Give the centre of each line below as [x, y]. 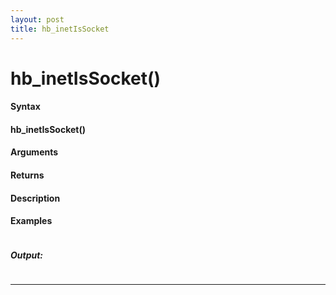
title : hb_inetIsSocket [60, 29]
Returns [27, 175]
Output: [27, 255]
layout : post [37, 19]
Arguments [34, 152]
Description [35, 198]
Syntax [25, 107]
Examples [31, 221]
